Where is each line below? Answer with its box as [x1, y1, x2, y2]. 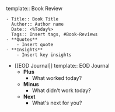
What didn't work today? [32, 87, 92, 94]
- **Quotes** [6, 37, 38, 43]
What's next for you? [32, 99, 82, 106]
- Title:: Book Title [6, 16, 59, 22]
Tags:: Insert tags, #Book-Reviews [11, 32, 98, 37]
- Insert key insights [16, 52, 72, 58]
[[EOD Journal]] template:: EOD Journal [14, 62, 110, 69]
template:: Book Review [6, 5, 63, 12]
